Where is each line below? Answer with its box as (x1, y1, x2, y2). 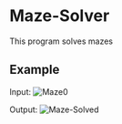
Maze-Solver (9, 5, 110, 26)
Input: (9, 86, 32, 97)
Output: (9, 104, 38, 115)
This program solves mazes (9, 36, 114, 46)
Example (9, 62, 60, 77)
